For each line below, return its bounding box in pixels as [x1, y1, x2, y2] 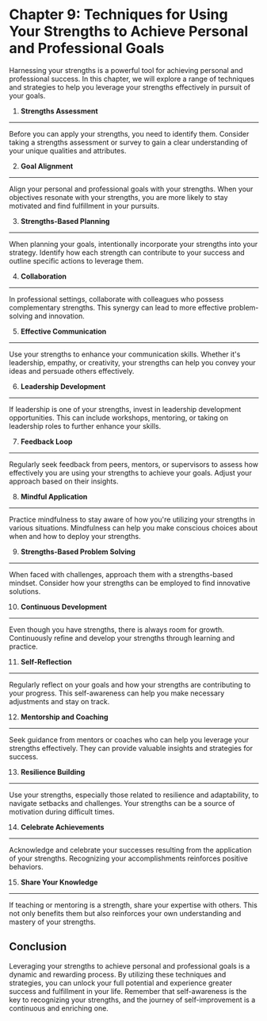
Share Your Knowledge [20, 877, 98, 887]
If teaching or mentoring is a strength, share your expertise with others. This [9, 900, 258, 910]
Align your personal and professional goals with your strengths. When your [9, 184, 254, 194]
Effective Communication [20, 326, 107, 336]
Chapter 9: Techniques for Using [9, 6, 228, 24]
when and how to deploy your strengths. [9, 531, 141, 541]
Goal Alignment [20, 161, 74, 171]
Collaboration [20, 272, 67, 281]
